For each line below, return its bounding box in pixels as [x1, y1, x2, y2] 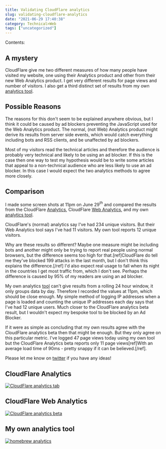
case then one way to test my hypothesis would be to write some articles [5, 157, 155, 163]
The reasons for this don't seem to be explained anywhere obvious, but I [5, 115, 153, 122]
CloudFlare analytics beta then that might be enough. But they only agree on [5, 330, 161, 336]
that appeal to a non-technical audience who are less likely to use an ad [5, 162, 152, 168]
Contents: [5, 39, 25, 45]
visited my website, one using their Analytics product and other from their [5, 72, 156, 78]
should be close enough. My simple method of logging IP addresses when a [5, 294, 160, 300]
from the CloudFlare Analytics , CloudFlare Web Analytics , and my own [5, 207, 149, 213]
